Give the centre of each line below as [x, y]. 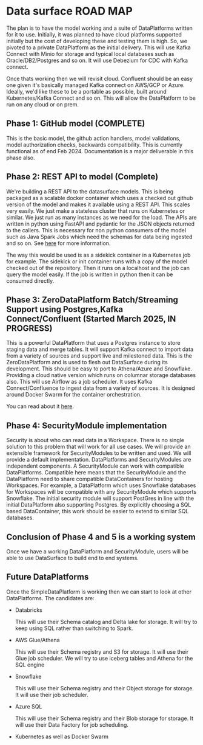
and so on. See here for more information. [58, 243]
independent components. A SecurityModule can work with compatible [95, 466]
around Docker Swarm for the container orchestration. [74, 395]
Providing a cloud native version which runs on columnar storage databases [101, 375]
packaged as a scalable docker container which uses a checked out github [100, 198]
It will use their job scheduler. [52, 695]
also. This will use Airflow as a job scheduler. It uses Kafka [79, 382]
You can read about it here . [40, 406]
